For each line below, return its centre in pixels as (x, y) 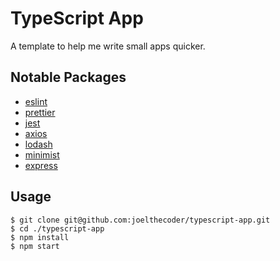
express (41, 165)
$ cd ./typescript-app (57, 228)
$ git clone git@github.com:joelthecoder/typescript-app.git (140, 220)
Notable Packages (68, 77)
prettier (40, 112)
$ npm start (35, 246)
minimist (42, 154)
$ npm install (40, 237)
